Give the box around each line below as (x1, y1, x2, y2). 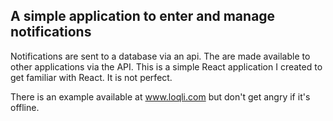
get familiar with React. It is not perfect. (10, 71, 173, 83)
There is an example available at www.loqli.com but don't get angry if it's (10, 90, 311, 103)
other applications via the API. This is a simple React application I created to (10, 60, 323, 73)
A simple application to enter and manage (10, 8, 276, 25)
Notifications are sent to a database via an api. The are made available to (10, 50, 311, 62)
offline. (10, 101, 40, 113)
